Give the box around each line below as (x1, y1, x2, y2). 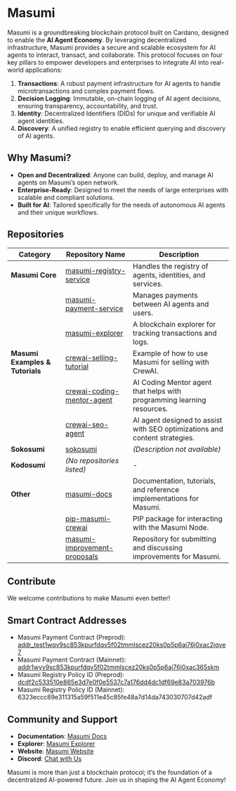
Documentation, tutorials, (132, 476, 216, 486)
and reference (132, 484, 180, 494)
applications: (25, 65, 63, 74)
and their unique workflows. (17, 208, 99, 216)
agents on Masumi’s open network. (17, 178, 119, 186)
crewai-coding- (65, 386, 119, 395)
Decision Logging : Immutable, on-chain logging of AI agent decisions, (17, 94, 221, 103)
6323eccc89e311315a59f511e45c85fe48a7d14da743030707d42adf (17, 693, 213, 702)
